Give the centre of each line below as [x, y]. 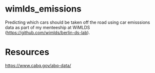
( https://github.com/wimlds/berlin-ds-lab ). [48, 32]
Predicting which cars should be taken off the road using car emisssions [77, 22]
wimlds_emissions [43, 9]
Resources [27, 52]
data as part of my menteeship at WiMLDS [48, 27]
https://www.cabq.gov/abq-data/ [38, 65]
